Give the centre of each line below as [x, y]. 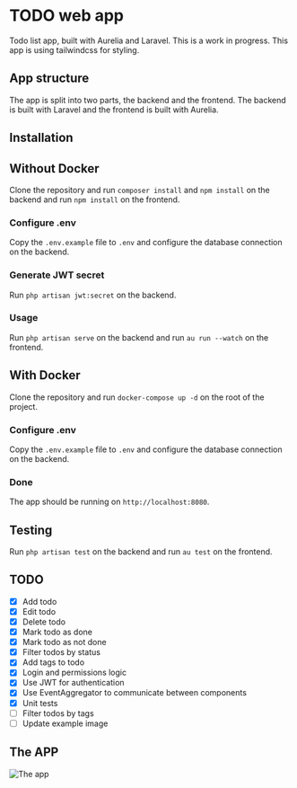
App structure [49, 79]
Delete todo [44, 622]
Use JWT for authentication [73, 683]
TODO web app [66, 16]
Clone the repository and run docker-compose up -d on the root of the [137, 397]
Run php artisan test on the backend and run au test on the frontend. [141, 552]
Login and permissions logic [74, 673]
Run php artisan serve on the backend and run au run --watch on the [139, 337]
